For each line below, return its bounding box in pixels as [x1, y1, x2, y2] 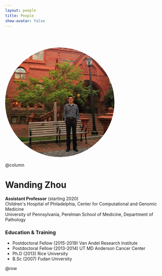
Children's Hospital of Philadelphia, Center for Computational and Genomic [5, 200, 157, 207]
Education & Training [5, 229, 56, 236]
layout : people [5, 8, 36, 13]
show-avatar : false [5, 18, 45, 23]
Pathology [5, 216, 26, 222]
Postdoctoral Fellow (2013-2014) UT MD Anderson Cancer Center [12, 245, 146, 251]
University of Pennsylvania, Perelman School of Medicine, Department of [5, 211, 154, 217]
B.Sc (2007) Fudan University [12, 256, 72, 262]
